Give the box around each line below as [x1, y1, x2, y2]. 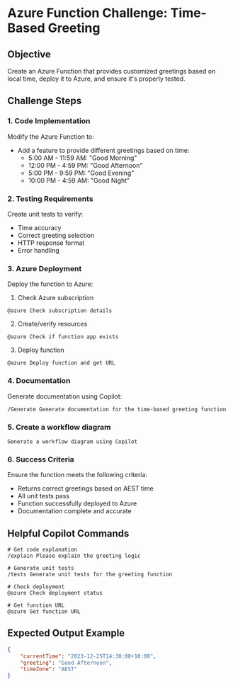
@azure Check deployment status [7, 589, 103, 596]
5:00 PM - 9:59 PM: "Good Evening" [28, 168, 135, 177]
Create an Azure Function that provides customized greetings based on [7, 67, 216, 75]
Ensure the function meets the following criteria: [7, 471, 147, 479]
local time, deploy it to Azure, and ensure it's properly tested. [7, 74, 186, 83]
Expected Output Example [7, 627, 125, 639]
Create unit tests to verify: [7, 210, 84, 218]
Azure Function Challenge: [7, 5, 168, 21]
